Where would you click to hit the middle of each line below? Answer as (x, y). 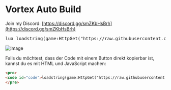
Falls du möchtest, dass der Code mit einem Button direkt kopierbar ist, (80, 58)
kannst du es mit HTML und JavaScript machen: (56, 63)
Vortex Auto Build (43, 9)
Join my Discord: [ (24, 23)
